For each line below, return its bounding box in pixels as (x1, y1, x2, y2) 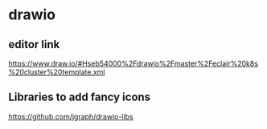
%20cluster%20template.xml (8, 67, 106, 77)
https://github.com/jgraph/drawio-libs (8, 111, 134, 121)
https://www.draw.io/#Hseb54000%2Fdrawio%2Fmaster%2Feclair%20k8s (8, 58, 259, 68)
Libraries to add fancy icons (8, 91, 151, 104)
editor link (8, 38, 60, 51)
